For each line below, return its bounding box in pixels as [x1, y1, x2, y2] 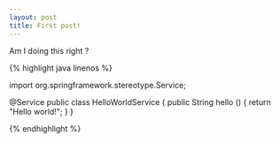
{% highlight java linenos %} [9, 63, 113, 73]
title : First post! [9, 21, 82, 30]
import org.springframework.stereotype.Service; [9, 79, 186, 90]
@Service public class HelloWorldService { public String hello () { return [9, 96, 272, 107]
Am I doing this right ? [9, 45, 89, 56]
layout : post [9, 12, 58, 22]
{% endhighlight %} [9, 123, 82, 133]
